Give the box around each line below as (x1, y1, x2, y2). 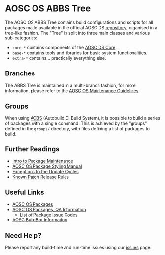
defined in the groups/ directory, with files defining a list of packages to (5, 125, 150, 131)
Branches (5, 70, 35, 78)
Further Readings (5, 145, 60, 153)
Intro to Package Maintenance (12, 158, 73, 164)
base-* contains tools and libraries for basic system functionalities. (12, 50, 148, 56)
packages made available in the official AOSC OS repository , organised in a (5, 24, 158, 30)
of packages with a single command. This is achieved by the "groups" (5, 120, 147, 126)
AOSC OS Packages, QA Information (12, 207, 86, 213)
